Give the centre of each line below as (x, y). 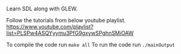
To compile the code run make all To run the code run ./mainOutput (91, 45)
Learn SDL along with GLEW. (42, 9)
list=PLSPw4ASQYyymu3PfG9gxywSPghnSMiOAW (70, 33)
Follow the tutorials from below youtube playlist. (66, 20)
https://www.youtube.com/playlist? (50, 27)
